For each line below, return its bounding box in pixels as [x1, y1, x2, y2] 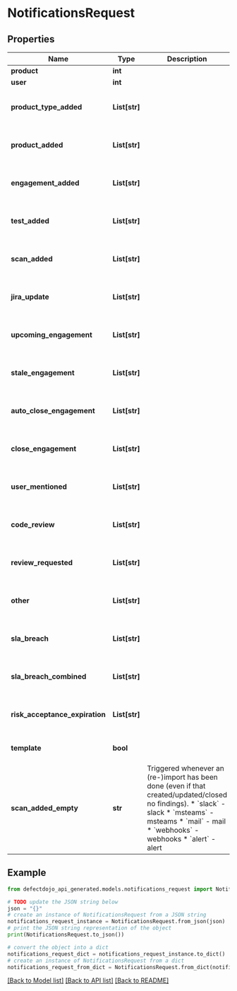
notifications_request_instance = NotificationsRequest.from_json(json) [7, 918, 226, 925]
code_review [11, 520, 55, 529]
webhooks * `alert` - [147, 834, 217, 843]
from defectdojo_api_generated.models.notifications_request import [7, 885, 213, 893]
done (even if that [147, 781, 206, 790]
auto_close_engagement [11, 406, 95, 415]
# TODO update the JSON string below [7, 898, 119, 906]
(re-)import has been [147, 772, 218, 782]
